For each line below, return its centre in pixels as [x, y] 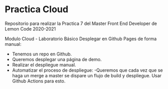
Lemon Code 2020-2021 [30, 28]
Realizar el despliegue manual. [44, 65]
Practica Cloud [37, 9]
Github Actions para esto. [39, 81]
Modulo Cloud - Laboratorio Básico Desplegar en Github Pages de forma [81, 39]
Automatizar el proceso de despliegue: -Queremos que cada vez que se [87, 70]
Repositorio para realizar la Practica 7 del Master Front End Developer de [81, 23]
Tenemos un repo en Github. [42, 54]
